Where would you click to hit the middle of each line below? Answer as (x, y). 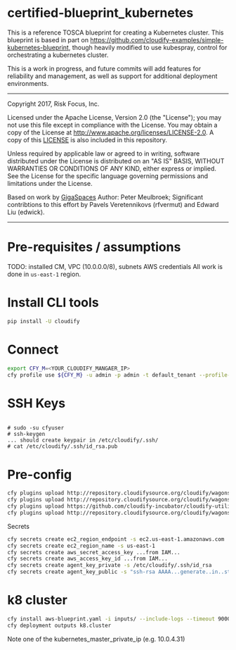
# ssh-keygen (26, 435)
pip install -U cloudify (44, 321)
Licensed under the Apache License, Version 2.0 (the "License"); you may (114, 117)
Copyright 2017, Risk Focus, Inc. (53, 104)
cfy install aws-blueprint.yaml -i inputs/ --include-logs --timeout (111, 619)
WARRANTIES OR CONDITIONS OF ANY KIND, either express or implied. (112, 168)
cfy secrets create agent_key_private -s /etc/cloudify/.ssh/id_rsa (110, 565)
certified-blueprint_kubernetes (100, 13)
